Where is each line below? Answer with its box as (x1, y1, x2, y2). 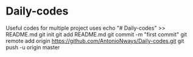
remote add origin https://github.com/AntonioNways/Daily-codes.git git (5, 37, 184, 44)
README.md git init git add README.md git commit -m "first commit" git (5, 30, 187, 38)
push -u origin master (5, 44, 60, 51)
